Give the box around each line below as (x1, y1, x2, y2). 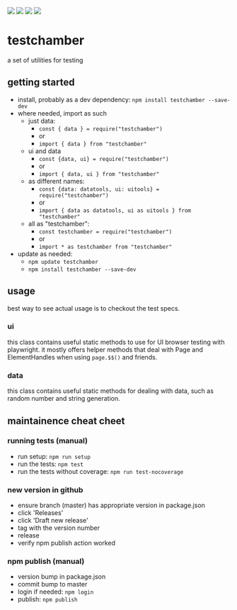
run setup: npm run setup (17, 452, 91, 460)
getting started (7, 77, 75, 89)
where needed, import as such (17, 109, 108, 117)
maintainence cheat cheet (7, 415, 125, 427)
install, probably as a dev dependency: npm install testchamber (17, 95, 205, 104)
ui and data (28, 146, 62, 155)
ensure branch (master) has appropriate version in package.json (17, 501, 205, 510)
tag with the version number (17, 523, 100, 532)
